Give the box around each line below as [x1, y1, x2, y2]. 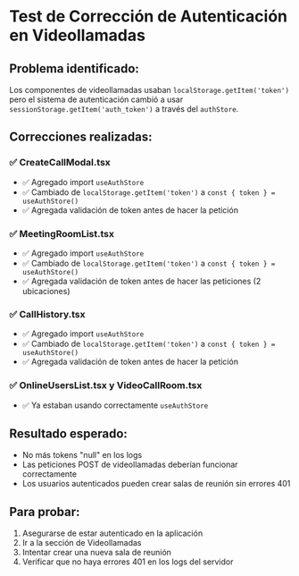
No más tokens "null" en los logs [21, 450, 143, 461]
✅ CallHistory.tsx [9, 308, 86, 320]
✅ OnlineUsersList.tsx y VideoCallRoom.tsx [9, 379, 203, 392]
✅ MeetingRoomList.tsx [9, 227, 114, 240]
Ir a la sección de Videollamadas [21, 538, 142, 548]
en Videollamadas [9, 25, 145, 46]
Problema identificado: [9, 61, 140, 76]
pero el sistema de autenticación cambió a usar [9, 94, 184, 105]
